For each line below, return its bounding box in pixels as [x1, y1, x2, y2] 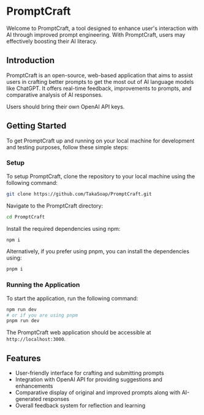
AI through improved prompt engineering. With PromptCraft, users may [6, 31, 186, 38]
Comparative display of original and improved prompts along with [15, 389, 181, 396]
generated [15, 395, 42, 403]
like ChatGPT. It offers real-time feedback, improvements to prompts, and [6, 84, 192, 92]
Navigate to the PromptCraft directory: [6, 202, 103, 209]
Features [6, 353, 41, 364]
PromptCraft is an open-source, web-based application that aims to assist [6, 72, 193, 79]
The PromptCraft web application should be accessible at [6, 329, 151, 336]
